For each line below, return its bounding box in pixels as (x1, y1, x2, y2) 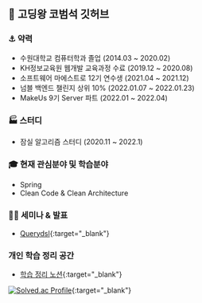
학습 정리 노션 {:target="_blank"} (19, 270, 122, 279)
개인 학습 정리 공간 (8, 250, 75, 261)
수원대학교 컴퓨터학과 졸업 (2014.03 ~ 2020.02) (19, 53, 171, 62)
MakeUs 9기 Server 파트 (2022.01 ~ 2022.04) (19, 92, 169, 102)
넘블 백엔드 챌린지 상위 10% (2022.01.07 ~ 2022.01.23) (19, 83, 195, 92)
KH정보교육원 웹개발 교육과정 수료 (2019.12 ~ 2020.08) (19, 63, 193, 73)
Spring (19, 180, 42, 190)
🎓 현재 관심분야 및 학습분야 (8, 159, 109, 170)
